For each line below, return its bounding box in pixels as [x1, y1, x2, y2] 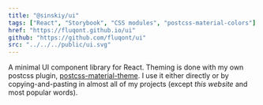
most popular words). [8, 88, 78, 97]
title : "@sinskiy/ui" [8, 11, 80, 20]
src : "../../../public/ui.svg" [8, 41, 111, 49]
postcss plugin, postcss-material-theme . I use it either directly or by [8, 71, 229, 81]
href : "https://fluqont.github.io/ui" [8, 26, 136, 34]
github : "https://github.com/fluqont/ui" [8, 33, 147, 42]
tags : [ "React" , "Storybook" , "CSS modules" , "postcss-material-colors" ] [8, 19, 257, 27]
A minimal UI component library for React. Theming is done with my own [8, 62, 244, 72]
